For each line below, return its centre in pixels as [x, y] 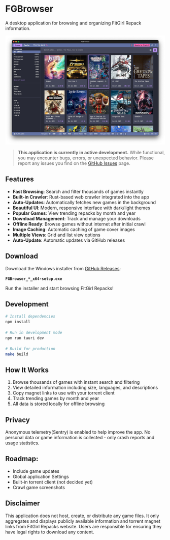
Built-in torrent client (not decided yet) [53, 482]
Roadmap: [22, 459]
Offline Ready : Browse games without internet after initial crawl [79, 224]
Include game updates [36, 471]
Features [20, 179]
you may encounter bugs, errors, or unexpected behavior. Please [86, 158]
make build [17, 354]
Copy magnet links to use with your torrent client [64, 393]
